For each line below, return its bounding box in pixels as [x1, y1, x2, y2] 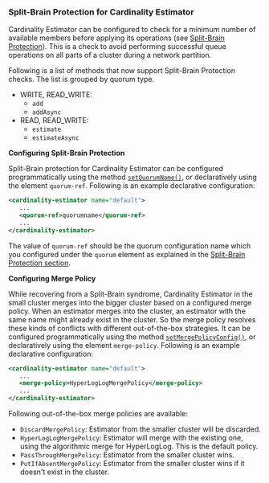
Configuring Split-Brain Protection [8, 148, 125, 158]
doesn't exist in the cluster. [19, 467, 110, 477]
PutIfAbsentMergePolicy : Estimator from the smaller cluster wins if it [19, 459, 245, 469]
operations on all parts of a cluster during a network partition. [8, 51, 212, 60]
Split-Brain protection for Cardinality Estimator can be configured [8, 164, 223, 174]
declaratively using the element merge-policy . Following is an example [8, 340, 240, 350]
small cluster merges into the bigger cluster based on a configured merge [8, 297, 252, 307]
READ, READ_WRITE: [19, 116, 89, 125]
